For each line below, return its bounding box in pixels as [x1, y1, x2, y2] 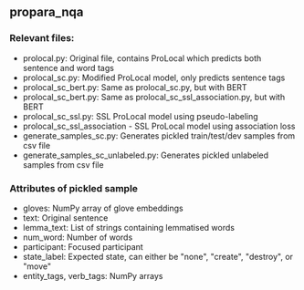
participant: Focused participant [22, 241, 143, 252]
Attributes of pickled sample [9, 181, 139, 194]
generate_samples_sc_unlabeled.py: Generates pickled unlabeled [22, 150, 269, 161]
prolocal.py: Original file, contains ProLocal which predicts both [22, 52, 262, 64]
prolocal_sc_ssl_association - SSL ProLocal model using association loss [22, 120, 296, 131]
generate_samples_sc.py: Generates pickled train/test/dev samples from [22, 129, 296, 141]
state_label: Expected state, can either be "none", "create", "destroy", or [22, 251, 294, 262]
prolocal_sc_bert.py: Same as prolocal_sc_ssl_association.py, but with [22, 91, 286, 102]
